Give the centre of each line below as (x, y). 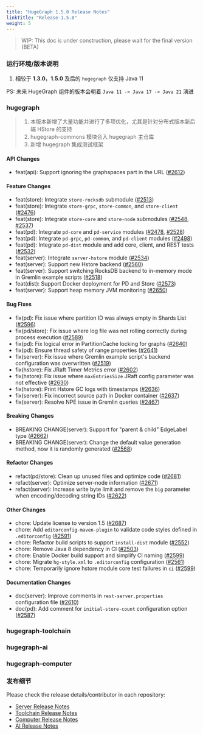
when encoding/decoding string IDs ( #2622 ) (71, 495)
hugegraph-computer (39, 664)
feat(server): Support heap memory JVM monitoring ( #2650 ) (91, 290)
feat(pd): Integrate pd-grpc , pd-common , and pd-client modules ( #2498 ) (104, 239)
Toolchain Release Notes (46, 713)
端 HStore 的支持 (51, 129)
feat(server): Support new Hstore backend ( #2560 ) (79, 264)
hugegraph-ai (27, 647)
